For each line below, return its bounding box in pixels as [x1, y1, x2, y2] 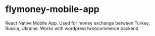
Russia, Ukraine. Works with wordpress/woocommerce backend [5, 25, 139, 31]
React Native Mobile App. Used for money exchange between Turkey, [5, 20, 150, 26]
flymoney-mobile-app [5, 3, 99, 15]
